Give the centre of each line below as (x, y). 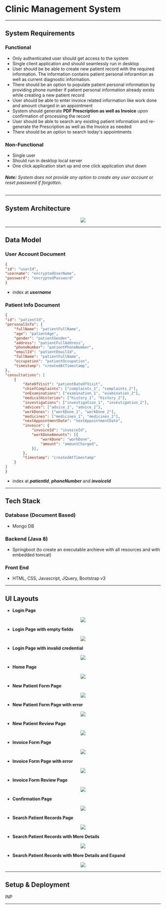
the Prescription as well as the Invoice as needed (82, 127)
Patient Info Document (33, 305)
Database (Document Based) (41, 515)
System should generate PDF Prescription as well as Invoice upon (80, 111)
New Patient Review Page (39, 724)
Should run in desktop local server (47, 160)
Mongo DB (23, 526)
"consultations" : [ (25, 375)
